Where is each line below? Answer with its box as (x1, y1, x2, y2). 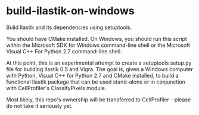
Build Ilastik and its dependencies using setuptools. (6, 24, 132, 31)
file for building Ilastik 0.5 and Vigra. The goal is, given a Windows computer (6, 65, 194, 72)
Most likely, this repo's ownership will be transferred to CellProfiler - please (6, 96, 191, 103)
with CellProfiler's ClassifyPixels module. (6, 84, 107, 91)
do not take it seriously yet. (6, 102, 73, 109)
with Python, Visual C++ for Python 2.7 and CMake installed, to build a (6, 72, 179, 79)
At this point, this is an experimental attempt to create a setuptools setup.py (6, 59, 192, 66)
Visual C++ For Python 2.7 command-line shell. (6, 47, 122, 55)
